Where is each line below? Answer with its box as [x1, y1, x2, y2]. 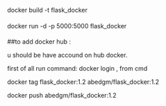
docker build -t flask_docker [7, 6, 88, 14]
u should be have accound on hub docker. [7, 51, 128, 60]
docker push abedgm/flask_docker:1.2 [7, 91, 117, 100]
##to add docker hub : [7, 37, 72, 46]
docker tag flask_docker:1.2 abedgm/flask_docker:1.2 [7, 78, 160, 86]
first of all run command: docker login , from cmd [7, 64, 148, 73]
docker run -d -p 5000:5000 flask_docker [7, 21, 127, 30]
